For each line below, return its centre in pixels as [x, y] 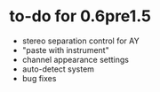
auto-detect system [58, 69]
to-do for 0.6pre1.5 [80, 16]
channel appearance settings [75, 59]
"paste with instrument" [65, 50]
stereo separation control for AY [80, 41]
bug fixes [39, 78]
